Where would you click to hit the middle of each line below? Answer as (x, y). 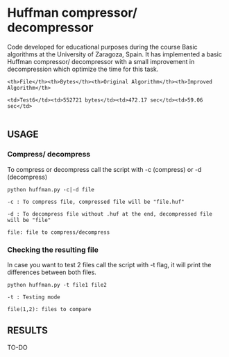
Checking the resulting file (53, 250)
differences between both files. (52, 272)
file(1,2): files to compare (49, 309)
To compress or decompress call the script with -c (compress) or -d (104, 169)
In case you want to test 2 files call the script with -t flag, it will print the (109, 264)
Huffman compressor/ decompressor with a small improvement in (101, 61)
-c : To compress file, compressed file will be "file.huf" (96, 202)
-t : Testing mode (34, 297)
